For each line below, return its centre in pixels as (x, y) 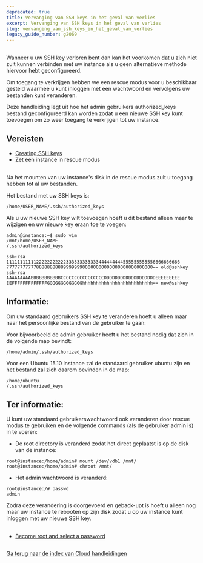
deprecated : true (28, 12)
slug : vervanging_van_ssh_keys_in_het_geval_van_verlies (80, 29)
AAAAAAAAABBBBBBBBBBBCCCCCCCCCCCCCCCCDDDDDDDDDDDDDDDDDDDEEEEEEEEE (93, 278)
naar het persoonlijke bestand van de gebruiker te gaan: (76, 322)
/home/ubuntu (23, 381)
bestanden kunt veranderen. (42, 95)
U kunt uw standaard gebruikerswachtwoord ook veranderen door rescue (98, 419)
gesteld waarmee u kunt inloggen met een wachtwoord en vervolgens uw (98, 88)
